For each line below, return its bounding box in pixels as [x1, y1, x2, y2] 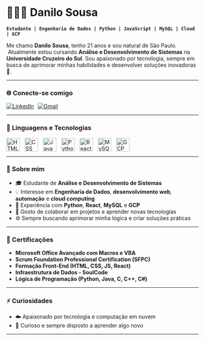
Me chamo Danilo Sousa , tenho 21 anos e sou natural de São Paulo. [6, 42, 177, 49]
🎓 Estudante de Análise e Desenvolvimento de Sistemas [15, 179, 162, 186]
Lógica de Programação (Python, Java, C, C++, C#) [15, 275, 148, 283]
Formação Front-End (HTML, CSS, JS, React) [15, 262, 131, 269]
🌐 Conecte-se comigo [6, 89, 73, 97]
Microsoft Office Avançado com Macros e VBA [15, 249, 136, 257]
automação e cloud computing [15, 195, 95, 202]
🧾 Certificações [6, 235, 54, 244]
